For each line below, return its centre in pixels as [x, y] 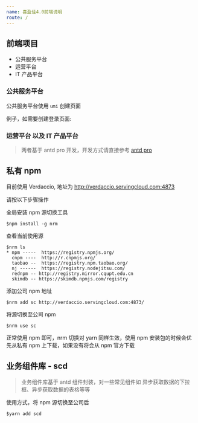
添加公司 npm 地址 [29, 291]
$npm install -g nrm [32, 224]
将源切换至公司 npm [31, 314]
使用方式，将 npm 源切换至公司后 [48, 402]
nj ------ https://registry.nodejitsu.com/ [69, 268]
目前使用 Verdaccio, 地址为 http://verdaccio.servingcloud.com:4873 [91, 186]
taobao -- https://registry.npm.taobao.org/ [70, 263]
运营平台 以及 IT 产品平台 [42, 135]
